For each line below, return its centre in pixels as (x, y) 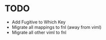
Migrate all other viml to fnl (39, 32)
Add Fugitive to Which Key (39, 22)
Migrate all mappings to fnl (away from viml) (56, 27)
